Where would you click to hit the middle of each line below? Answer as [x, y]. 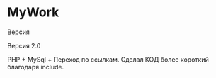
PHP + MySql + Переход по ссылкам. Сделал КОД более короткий [108, 59]
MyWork [33, 12]
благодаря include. [36, 67]
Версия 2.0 [24, 45]
